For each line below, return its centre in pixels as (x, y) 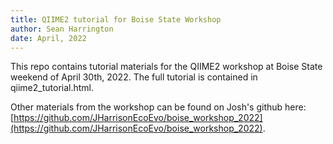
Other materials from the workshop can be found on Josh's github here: (158, 107)
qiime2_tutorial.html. (52, 88)
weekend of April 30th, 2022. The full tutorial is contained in (134, 77)
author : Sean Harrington (62, 29)
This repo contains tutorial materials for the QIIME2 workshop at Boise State (166, 67)
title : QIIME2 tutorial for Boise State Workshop (116, 19)
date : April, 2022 (48, 38)
